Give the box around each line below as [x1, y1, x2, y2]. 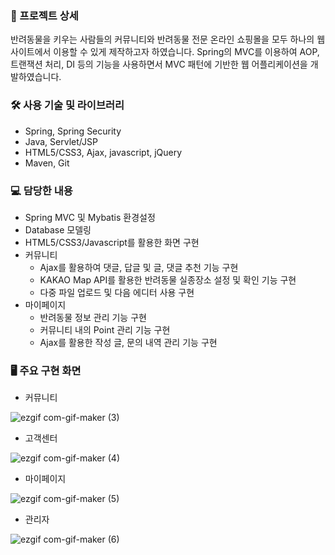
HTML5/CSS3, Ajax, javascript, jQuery [24, 146, 183, 158]
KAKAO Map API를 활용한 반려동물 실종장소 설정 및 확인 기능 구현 [39, 273, 297, 286]
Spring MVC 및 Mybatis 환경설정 [24, 211, 156, 223]
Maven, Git [24, 157, 70, 169]
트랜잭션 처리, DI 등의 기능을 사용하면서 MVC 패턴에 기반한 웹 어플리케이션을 [10, 58, 308, 71]
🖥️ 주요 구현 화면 [10, 363, 82, 377]
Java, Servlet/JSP [24, 135, 98, 147]
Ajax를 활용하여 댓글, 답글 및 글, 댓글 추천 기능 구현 [39, 261, 239, 273]
